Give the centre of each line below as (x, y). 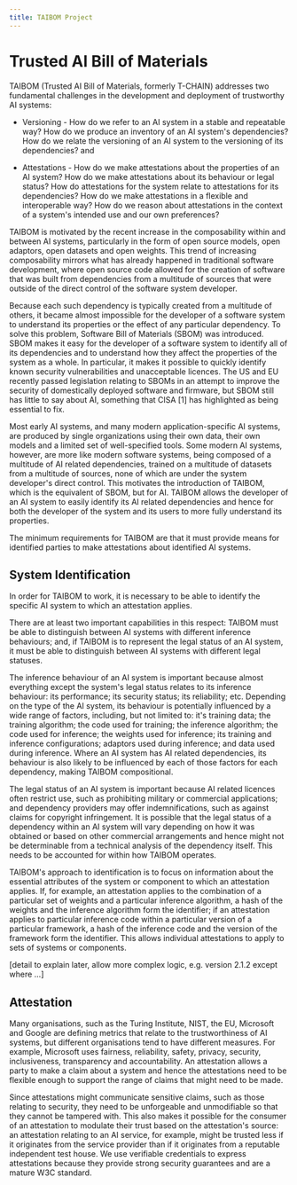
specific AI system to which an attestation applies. (101, 606)
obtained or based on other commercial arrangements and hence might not (147, 836)
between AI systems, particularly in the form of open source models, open (145, 241)
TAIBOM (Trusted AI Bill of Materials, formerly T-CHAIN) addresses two (139, 86)
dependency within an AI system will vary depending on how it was (132, 827)
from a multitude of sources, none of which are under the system (128, 473)
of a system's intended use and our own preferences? (121, 215)
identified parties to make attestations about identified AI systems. (130, 547)
